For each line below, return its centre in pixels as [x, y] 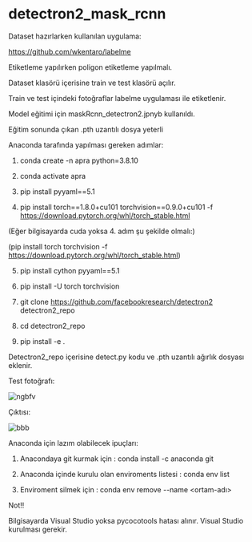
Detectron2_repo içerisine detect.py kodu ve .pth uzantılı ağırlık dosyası [126, 357]
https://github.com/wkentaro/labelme [70, 51]
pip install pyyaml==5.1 [58, 191]
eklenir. [20, 365]
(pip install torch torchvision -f [58, 246]
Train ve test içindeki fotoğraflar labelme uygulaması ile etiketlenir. [117, 98]
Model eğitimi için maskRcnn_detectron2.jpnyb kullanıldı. [102, 114]
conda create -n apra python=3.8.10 [79, 160]
